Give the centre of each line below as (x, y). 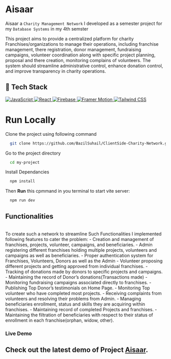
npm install (23, 182)
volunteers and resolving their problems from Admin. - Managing (73, 299)
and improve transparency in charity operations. (56, 71)
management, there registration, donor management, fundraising (73, 49)
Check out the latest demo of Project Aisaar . (77, 350)
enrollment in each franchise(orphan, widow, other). (60, 320)
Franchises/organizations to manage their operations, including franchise (82, 44)
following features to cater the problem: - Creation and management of (80, 239)
